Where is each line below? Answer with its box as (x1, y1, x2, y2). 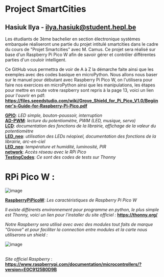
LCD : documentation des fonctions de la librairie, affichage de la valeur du (5, 123, 156, 129)
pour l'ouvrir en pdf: (5, 92, 46, 98)
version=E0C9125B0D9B (5, 266, 57, 272)
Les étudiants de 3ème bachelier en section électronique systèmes (5, 36, 141, 42)
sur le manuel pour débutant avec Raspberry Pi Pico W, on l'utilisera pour (5, 77, 153, 83)
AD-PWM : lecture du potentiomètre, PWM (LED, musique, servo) (5, 118, 136, 123)
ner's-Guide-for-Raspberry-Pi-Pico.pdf (5, 103, 88, 109)
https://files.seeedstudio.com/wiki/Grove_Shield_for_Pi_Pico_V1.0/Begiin (5, 98, 158, 104)
